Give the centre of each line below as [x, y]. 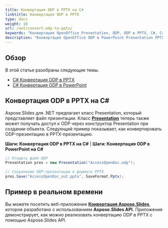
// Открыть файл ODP [27, 158]
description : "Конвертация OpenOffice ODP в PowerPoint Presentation [79, 38]
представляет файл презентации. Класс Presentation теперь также [77, 118]
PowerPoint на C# [24, 149]
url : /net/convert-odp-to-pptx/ [39, 28]
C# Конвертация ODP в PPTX [43, 79]
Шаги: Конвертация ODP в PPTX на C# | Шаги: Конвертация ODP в [77, 143]
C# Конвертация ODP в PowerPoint [49, 85]
